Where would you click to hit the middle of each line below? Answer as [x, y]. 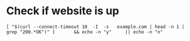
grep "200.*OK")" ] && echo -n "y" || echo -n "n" [85, 32]
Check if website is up [63, 11]
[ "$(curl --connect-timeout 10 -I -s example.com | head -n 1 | [96, 27]
